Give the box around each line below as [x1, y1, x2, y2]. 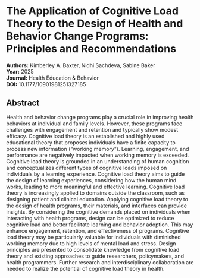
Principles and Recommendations [6, 42, 177, 56]
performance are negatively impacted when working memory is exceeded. [6, 151, 189, 159]
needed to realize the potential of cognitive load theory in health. [6, 265, 165, 272]
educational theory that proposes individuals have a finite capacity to [6, 138, 176, 146]
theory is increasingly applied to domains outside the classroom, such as [6, 189, 185, 197]
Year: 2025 [6, 68, 34, 75]
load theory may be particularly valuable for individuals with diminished [6, 233, 181, 241]
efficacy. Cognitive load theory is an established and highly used [6, 132, 165, 140]
